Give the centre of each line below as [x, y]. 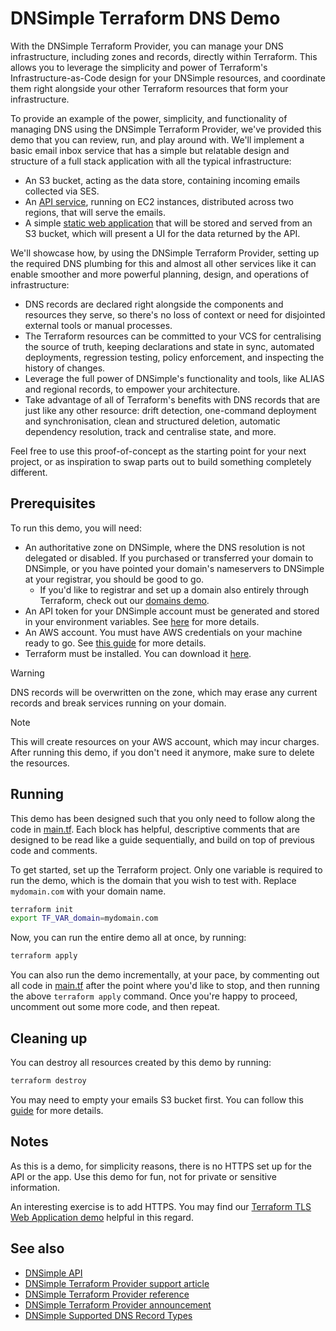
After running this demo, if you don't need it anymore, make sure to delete [162, 752]
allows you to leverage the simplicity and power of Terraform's [139, 67]
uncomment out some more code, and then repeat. [115, 1007]
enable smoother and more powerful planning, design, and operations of [160, 274]
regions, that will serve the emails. [95, 212]
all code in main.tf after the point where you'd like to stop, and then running [165, 986]
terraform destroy [48, 1081]
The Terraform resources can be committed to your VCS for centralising [173, 336]
